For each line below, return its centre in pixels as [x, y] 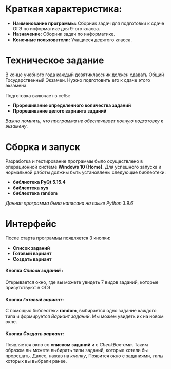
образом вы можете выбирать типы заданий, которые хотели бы [77, 350]
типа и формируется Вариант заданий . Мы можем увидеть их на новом [84, 316]
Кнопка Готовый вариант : [35, 299]
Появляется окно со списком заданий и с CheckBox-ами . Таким [77, 345]
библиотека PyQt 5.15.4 [39, 182]
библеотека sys [31, 188]
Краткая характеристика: [64, 9]
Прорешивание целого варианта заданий [60, 110]
